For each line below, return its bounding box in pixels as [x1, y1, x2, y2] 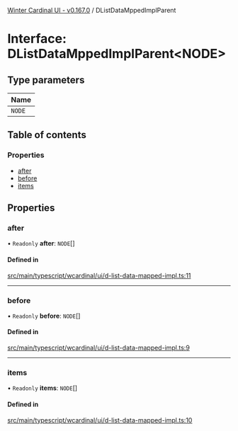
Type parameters [7, 74, 85, 86]
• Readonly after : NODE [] [7, 239, 76, 248]
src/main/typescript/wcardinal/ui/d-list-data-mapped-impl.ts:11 [7, 271, 191, 280]
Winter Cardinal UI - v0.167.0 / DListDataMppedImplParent [7, 6, 176, 14]
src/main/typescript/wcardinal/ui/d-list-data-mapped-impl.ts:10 [7, 415, 193, 424]
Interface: [7, 31, 67, 47]
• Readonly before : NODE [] [7, 311, 81, 320]
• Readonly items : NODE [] [7, 384, 78, 392]
